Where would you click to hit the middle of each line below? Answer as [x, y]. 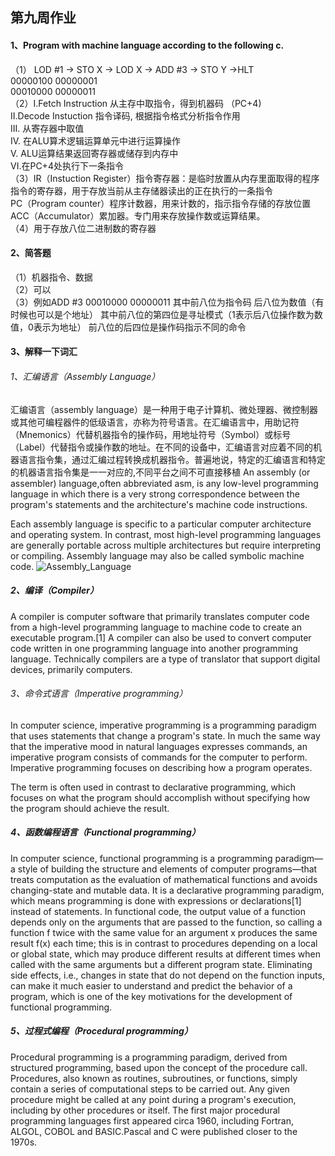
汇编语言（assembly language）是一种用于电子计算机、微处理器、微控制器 [164, 409]
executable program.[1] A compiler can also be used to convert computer [161, 637]
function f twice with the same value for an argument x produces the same [164, 932]
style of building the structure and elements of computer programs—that [167, 869]
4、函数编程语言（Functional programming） [105, 832]
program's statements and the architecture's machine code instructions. [159, 504]
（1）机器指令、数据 [51, 277]
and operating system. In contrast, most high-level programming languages [166, 534]
